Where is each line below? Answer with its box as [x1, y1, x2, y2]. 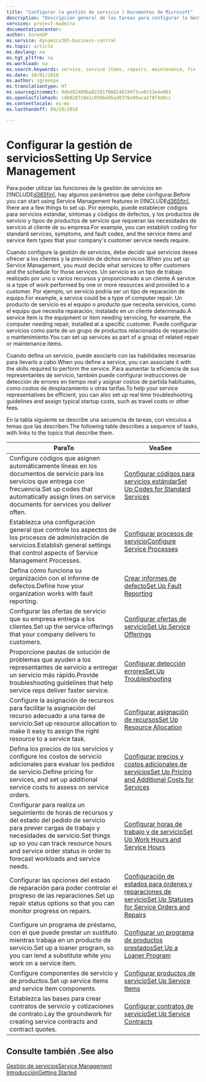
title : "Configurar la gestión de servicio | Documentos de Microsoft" [6, 9, 193, 15]
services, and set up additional [9, 775, 98, 784]
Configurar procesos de [124, 529, 193, 538]
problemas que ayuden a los [9, 655, 91, 664]
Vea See [149, 444, 172, 452]
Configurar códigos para [124, 470, 195, 478]
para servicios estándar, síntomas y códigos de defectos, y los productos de [6, 210, 200, 218]
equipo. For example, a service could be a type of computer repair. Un [6, 294, 183, 302]
